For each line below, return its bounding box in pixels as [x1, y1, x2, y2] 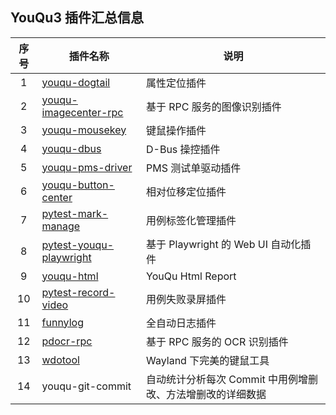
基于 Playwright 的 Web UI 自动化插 [146, 237, 312, 251]
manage [41, 219, 81, 233]
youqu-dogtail [41, 75, 111, 89]
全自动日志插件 [146, 316, 217, 330]
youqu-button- [41, 178, 115, 192]
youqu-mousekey [41, 123, 127, 137]
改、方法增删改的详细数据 [146, 387, 267, 401]
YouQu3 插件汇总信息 [10, 9, 144, 27]
